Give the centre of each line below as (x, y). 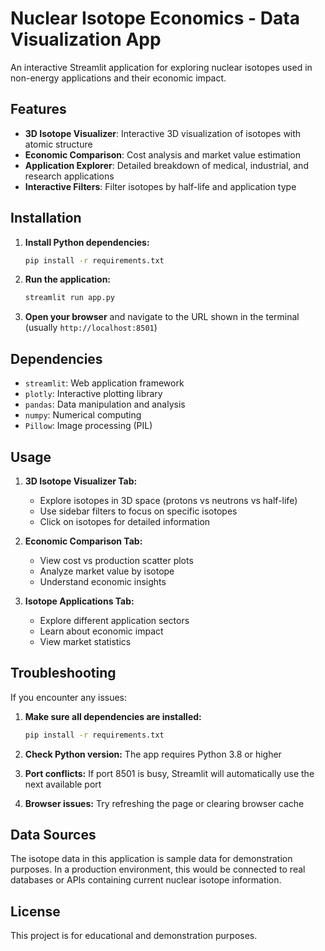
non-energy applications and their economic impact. (118, 78)
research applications (69, 176)
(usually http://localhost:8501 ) (91, 328)
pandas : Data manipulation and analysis (105, 404)
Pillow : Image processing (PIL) (88, 426)
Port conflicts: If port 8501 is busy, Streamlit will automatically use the (169, 773)
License (35, 911)
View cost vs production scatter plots (116, 560)
